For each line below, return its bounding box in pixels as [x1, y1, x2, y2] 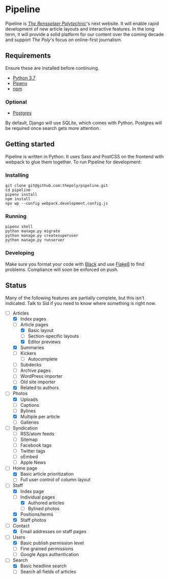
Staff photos [20, 517, 47, 523]
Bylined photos [27, 505, 60, 511]
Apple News [20, 459, 46, 465]
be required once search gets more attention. [5, 125, 100, 131]
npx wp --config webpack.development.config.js [5, 201, 108, 206]
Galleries [20, 419, 39, 425]
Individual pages [20, 494, 55, 500]
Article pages [20, 321, 48, 327]
